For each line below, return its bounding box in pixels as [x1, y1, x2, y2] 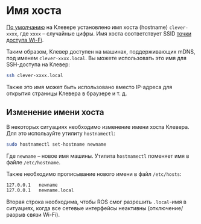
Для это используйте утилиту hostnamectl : [6, 129, 116, 137]
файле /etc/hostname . [6, 158, 61, 166]
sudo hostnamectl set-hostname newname [6, 141, 107, 148]
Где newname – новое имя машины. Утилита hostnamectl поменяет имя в [6, 152, 190, 160]
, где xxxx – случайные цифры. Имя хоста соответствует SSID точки [17, 30, 192, 37]
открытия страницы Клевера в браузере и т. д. [6, 90, 127, 97]
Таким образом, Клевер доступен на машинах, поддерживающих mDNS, [6, 48, 196, 55]
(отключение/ [147, 205, 183, 212]
